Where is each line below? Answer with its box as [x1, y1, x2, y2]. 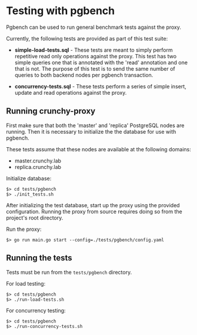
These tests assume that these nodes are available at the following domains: [6, 145, 191, 152]
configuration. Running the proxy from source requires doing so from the [6, 208, 182, 215]
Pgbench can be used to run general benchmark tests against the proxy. [6, 24, 181, 31]
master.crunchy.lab [14, 157, 62, 164]
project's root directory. [6, 214, 64, 221]
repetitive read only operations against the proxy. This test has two [14, 52, 177, 59]
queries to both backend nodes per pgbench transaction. [14, 71, 153, 78]
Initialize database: [6, 175, 52, 182]
